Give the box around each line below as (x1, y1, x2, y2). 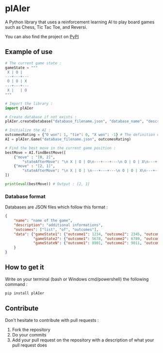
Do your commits (12, 332, 47, 337)
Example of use (5, 48, 53, 56)
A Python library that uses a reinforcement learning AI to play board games (5, 19, 155, 25)
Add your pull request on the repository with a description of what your (12, 337, 154, 343)
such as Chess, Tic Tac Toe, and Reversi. (5, 24, 87, 30)
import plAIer (5, 106, 34, 111)
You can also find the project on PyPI (5, 34, 79, 39)
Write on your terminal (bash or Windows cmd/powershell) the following (5, 276, 149, 282)
